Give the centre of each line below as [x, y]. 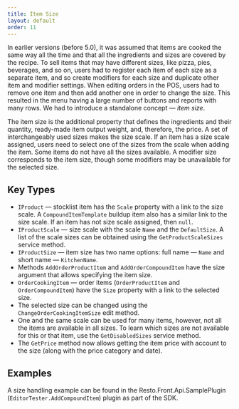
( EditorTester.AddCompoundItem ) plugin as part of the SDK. [93, 398]
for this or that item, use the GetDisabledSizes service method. [109, 336]
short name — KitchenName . [58, 260]
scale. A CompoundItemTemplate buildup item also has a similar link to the [122, 214]
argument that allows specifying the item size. [85, 275]
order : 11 [22, 27]
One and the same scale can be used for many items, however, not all [119, 321]
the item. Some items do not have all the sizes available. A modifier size [112, 152]
